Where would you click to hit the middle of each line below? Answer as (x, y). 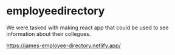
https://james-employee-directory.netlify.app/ (63, 45)
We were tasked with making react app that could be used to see (87, 27)
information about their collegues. (49, 33)
